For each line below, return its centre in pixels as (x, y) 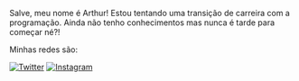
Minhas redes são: (44, 49)
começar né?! (35, 32)
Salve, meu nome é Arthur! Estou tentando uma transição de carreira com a (150, 13)
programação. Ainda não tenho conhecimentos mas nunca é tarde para (142, 22)
